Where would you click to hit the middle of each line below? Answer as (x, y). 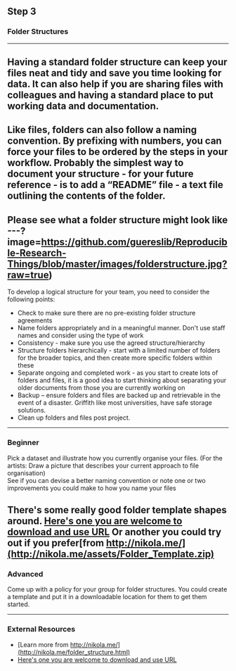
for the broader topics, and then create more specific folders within (114, 358)
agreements (35, 320)
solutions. (32, 410)
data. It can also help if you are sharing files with (115, 84)
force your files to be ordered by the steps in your (118, 152)
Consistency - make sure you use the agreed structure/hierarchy (111, 343)
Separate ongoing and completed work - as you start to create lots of (118, 373)
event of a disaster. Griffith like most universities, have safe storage (115, 403)
